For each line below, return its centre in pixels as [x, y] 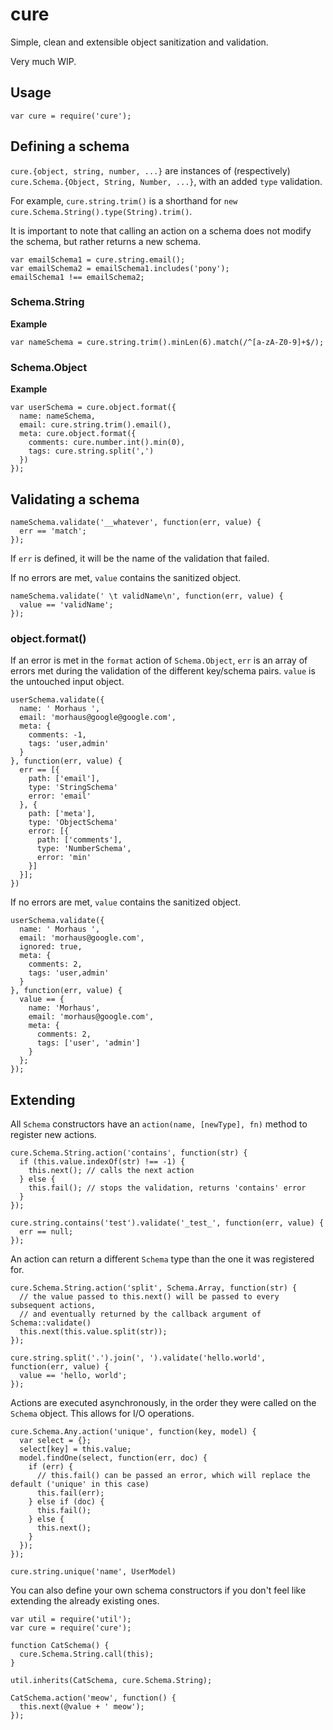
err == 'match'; [53, 531]
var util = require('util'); [71, 1619]
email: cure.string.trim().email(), [95, 425]
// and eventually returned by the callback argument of [140, 1314]
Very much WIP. [43, 61]
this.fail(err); [70, 1493]
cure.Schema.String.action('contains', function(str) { [129, 1153]
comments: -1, [57, 735]
